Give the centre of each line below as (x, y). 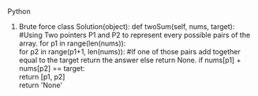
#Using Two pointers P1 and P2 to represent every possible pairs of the (135, 35)
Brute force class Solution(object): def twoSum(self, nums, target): (127, 26)
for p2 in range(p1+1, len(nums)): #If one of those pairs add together (130, 52)
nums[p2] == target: (52, 68)
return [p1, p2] (42, 77)
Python (19, 11)
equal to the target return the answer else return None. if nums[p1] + (130, 60)
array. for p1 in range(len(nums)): (72, 43)
